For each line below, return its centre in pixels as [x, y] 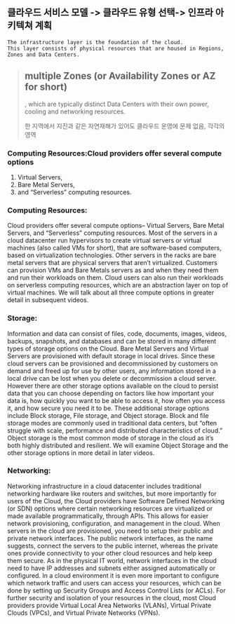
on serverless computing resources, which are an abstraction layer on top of [118, 285]
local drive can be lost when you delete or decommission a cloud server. [112, 378]
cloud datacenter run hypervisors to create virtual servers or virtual [105, 240]
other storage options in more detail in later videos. [81, 453]
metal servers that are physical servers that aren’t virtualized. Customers [112, 263]
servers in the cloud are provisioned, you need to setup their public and [110, 531]
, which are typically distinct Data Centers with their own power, [116, 104]
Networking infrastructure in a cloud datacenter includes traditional [105, 486]
